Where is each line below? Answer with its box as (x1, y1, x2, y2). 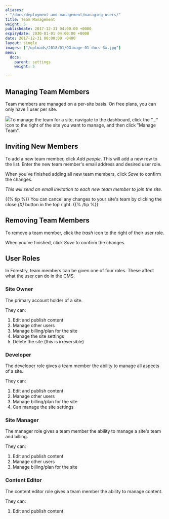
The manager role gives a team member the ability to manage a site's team (5, 428, 161, 434)
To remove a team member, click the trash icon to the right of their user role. (5, 230, 164, 236)
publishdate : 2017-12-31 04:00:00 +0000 (5, 26, 92, 31)
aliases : (5, 7, 24, 13)
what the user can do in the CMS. (5, 273, 75, 279)
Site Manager (5, 416, 39, 424)
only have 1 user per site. (5, 106, 57, 112)
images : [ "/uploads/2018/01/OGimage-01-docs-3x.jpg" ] (5, 45, 121, 50)
